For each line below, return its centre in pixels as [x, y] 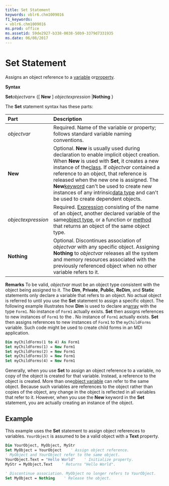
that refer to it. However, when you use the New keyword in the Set [75, 398]
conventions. [68, 140]
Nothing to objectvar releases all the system [106, 253]
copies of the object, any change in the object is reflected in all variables [80, 392]
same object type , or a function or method [102, 219]
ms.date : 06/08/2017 [27, 38]
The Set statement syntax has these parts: [49, 106]
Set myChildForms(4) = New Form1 [40, 361]
